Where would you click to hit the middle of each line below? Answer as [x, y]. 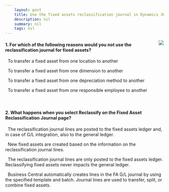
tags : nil [25, 29]
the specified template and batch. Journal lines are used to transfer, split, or [84, 179]
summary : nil [28, 24]
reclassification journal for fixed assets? [48, 50]
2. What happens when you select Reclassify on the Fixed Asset [73, 112]
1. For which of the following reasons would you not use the [68, 44]
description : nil [32, 19]
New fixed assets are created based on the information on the [72, 144]
